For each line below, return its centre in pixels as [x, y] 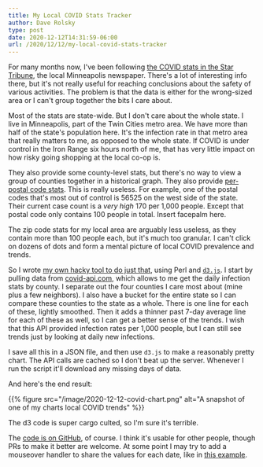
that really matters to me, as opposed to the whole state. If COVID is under [129, 141]
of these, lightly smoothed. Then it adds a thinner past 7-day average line [127, 312]
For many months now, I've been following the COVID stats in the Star [121, 67]
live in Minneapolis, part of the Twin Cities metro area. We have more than [128, 124]
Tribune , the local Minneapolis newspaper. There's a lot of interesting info [128, 75]
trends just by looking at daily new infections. [81, 337]
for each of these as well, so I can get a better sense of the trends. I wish [126, 320]
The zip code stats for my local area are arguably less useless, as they [122, 230]
